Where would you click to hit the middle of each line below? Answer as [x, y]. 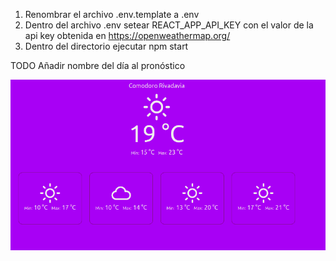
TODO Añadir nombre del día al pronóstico [98, 65]
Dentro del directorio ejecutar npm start [106, 46]
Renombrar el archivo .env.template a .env [112, 14]
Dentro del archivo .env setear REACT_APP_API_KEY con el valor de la [169, 25]
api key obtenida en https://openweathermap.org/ [127, 35]
